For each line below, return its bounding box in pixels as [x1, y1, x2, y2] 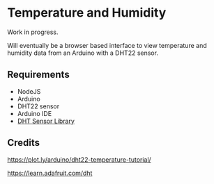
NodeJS [17, 87, 41, 95]
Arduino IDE [17, 109, 52, 117]
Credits [7, 137, 40, 149]
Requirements [7, 69, 70, 81]
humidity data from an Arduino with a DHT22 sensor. [7, 49, 159, 57]
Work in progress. [7, 28, 59, 36]
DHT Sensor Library [17, 117, 75, 125]
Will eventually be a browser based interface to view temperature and [7, 41, 207, 49]
